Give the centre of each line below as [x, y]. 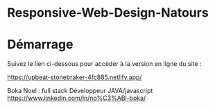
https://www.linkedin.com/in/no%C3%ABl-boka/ [77, 98]
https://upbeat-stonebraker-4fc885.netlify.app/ [75, 77]
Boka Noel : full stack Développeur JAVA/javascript [80, 91]
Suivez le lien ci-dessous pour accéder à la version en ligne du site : [104, 64]
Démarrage [40, 45]
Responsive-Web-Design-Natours [108, 13]
